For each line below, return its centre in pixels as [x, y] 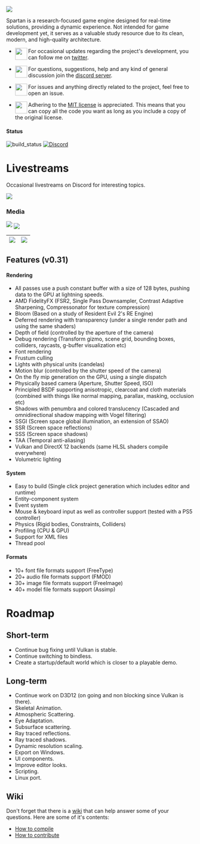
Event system [32, 505]
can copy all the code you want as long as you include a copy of [107, 111]
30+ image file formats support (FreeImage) [69, 583]
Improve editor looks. [41, 765]
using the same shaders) [45, 326]
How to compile [34, 829]
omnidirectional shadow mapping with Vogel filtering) [80, 415]
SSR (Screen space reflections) [53, 428]
